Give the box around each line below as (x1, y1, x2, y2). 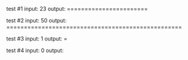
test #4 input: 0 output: (6, 47, 64, 54)
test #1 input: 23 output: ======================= (6, 5, 148, 12)
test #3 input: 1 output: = (6, 35, 68, 42)
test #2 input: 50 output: (6, 17, 67, 24)
